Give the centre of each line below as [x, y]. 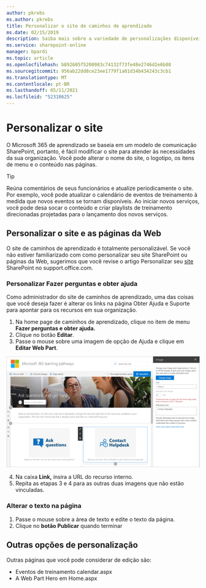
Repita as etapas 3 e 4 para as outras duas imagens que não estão [99, 483]
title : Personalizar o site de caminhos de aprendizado [79, 26]
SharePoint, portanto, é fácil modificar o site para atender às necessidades [101, 151]
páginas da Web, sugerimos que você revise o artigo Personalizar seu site [100, 261]
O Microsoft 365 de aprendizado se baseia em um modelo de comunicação [102, 145]
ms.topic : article [30, 58]
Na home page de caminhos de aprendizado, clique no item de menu [102, 322]
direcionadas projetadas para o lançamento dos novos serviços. [87, 214]
